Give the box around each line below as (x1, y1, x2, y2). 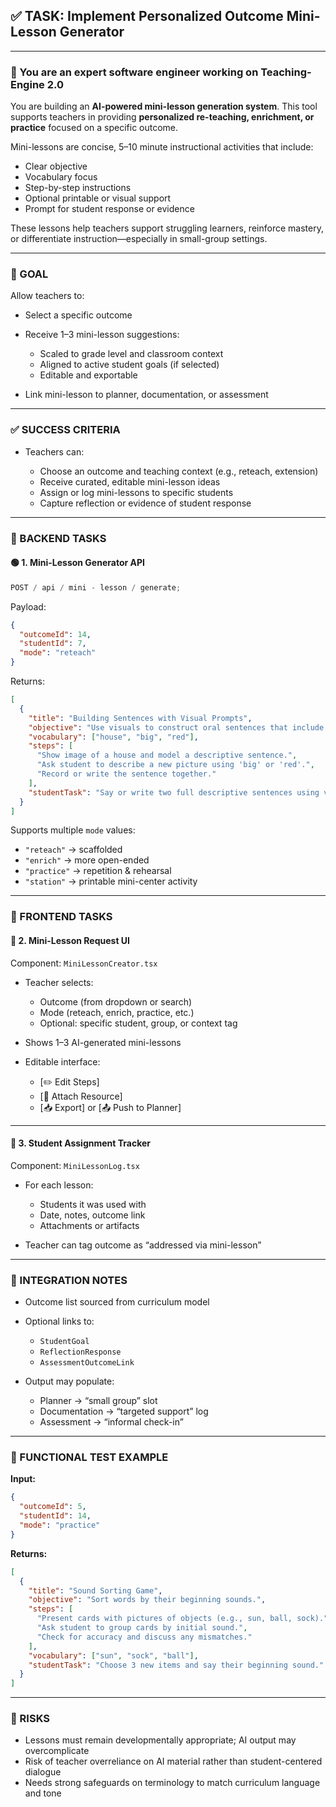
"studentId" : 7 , (19, 639, 87, 649)
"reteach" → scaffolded (24, 844, 123, 856)
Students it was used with (39, 1198, 147, 1210)
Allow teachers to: (10, 290, 85, 302)
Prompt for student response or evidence (24, 203, 195, 215)
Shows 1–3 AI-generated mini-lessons (24, 1036, 182, 1048)
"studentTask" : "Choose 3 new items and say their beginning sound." (28, 1660, 325, 1670)
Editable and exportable (39, 369, 138, 381)
